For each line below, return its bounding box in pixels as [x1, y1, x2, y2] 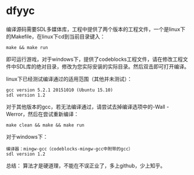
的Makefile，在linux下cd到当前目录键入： [6, 33, 105, 40]
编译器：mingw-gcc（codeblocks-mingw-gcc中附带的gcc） [6, 146, 133, 152]
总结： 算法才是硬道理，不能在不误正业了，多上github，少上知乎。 [6, 162, 166, 169]
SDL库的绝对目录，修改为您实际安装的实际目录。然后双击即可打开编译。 [16, 63, 189, 70]
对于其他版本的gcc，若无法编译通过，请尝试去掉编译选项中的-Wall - [6, 104, 170, 111]
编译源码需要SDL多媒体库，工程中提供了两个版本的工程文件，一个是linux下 [6, 26, 185, 33]
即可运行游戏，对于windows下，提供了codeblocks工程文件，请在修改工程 [6, 56, 184, 63]
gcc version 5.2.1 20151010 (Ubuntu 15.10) [6, 87, 114, 93]
